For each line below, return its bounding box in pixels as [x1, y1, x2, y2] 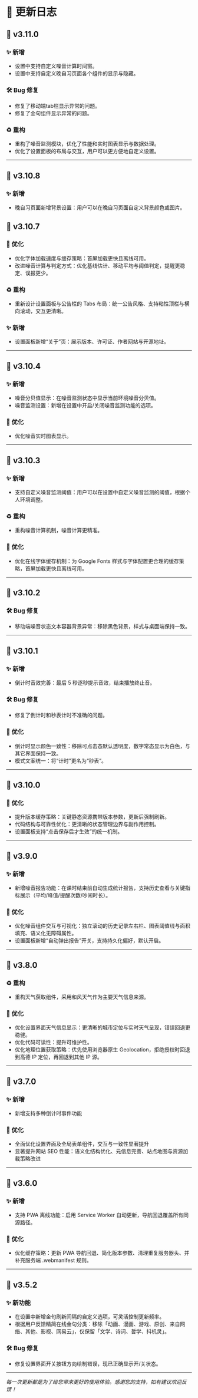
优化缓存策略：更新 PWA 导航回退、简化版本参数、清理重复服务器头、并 [14, 1249, 190, 1257]
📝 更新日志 [6, 5, 57, 19]
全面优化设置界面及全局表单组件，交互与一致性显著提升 [14, 1140, 149, 1148]
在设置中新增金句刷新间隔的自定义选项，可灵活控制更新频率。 [14, 1313, 165, 1320]
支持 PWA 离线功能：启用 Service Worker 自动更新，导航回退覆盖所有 [14, 1212, 184, 1218]
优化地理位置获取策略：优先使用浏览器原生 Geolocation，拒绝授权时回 [14, 1046, 186, 1053]
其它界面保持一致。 [14, 750, 62, 757]
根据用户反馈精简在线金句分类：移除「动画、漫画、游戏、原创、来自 [14, 1320, 180, 1327]
